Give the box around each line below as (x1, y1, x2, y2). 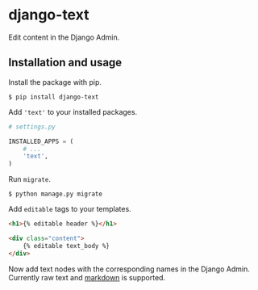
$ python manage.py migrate (8, 190, 103, 199)
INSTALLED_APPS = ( (8, 137, 74, 145)
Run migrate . (8, 174, 51, 184)
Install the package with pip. (8, 77, 102, 86)
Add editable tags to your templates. (8, 204, 131, 214)
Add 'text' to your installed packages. (8, 107, 138, 116)
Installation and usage (8, 56, 123, 69)
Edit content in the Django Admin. (8, 32, 120, 42)
